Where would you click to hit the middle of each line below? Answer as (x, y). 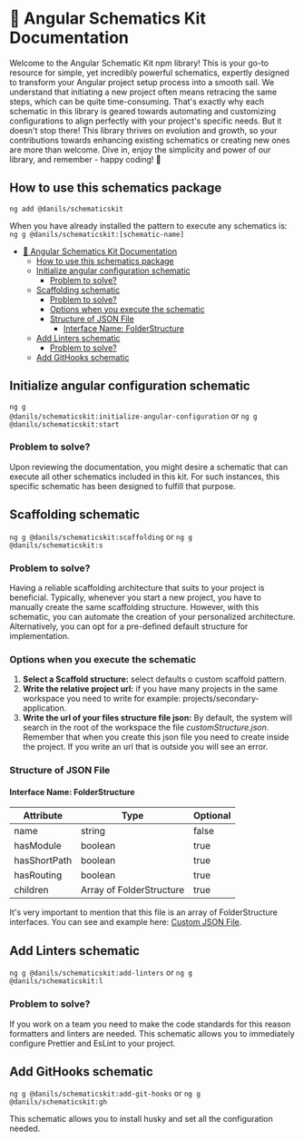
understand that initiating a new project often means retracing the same (143, 92)
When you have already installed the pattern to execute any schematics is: (148, 225)
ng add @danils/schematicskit (67, 209)
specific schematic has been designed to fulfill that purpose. (123, 486)
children (31, 890)
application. (44, 708)
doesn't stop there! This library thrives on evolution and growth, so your (143, 130)
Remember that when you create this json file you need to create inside (156, 737)
